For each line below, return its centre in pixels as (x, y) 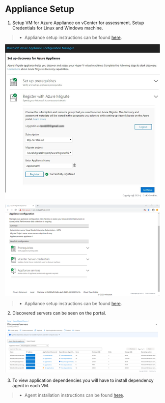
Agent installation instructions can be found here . (74, 395)
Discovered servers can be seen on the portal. (59, 313)
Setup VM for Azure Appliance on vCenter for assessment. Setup (78, 23)
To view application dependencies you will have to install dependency (83, 380)
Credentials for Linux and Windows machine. (57, 28)
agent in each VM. (31, 386)
